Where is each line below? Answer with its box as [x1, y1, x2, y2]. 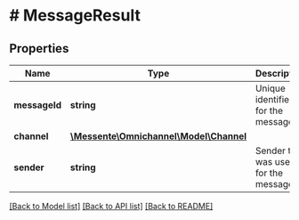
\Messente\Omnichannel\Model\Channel [69, 130, 247, 143]
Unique [255, 82, 287, 94]
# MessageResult [9, 5, 141, 26]
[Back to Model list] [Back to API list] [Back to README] [9, 201, 214, 211]
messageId [13, 99, 62, 111]
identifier [255, 94, 294, 105]
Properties [9, 41, 69, 56]
